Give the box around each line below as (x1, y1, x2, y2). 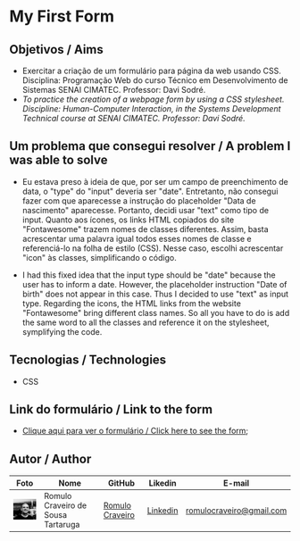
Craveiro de (44, 500, 87, 511)
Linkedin (146, 504, 179, 515)
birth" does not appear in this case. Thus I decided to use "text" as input (21, 288, 288, 299)
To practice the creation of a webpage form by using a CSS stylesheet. (21, 94, 285, 104)
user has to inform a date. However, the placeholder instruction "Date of (21, 279, 287, 289)
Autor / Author (9, 451, 92, 466)
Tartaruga (44, 520, 80, 529)
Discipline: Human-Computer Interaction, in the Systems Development (21, 104, 281, 113)
